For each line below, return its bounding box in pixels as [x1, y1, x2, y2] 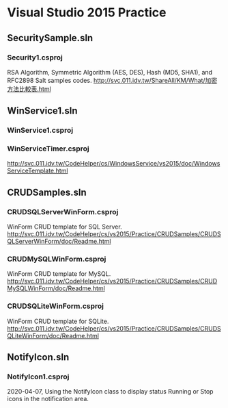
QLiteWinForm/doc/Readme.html [7, 331, 99, 340]
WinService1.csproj [7, 125, 74, 135]
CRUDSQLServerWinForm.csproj [7, 207, 119, 216]
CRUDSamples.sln [7, 186, 87, 198]
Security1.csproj [7, 53, 63, 62]
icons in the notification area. [7, 395, 89, 403]
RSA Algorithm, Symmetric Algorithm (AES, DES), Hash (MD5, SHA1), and [7, 68, 213, 76]
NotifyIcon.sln [7, 351, 70, 364]
